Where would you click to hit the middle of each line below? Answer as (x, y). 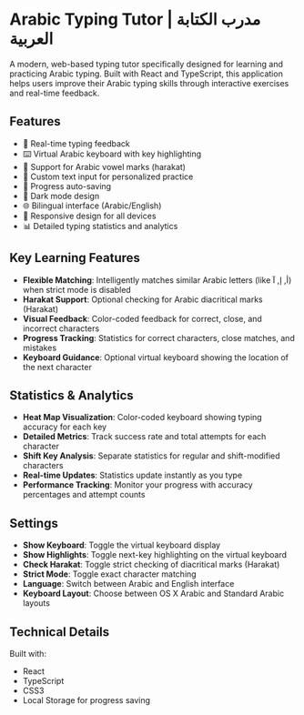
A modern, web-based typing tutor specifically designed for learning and (147, 64)
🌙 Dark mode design (61, 196)
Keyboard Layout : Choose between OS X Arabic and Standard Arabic (153, 594)
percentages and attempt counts (84, 495)
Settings (34, 523)
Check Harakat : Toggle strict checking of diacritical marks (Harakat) (151, 565)
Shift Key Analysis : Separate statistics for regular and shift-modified (151, 456)
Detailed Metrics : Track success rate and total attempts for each (144, 437)
